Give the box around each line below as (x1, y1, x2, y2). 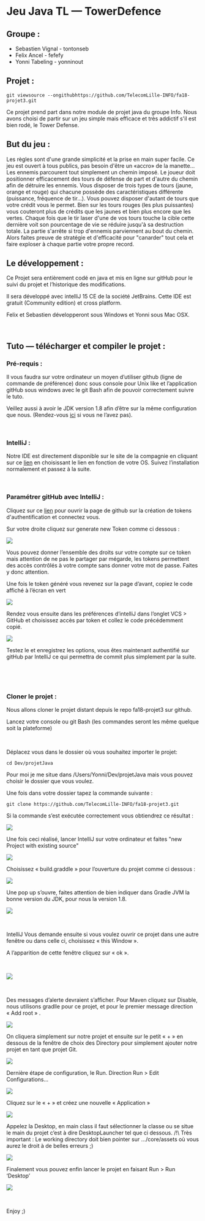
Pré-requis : (6, 359, 43, 368)
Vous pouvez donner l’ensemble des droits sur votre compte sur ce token (6, 548, 191, 556)
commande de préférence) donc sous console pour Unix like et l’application (6, 380, 197, 388)
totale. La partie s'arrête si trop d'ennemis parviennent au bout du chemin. (6, 227, 194, 235)
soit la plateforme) (6, 725, 53, 732)
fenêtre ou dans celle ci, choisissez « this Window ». (6, 937, 139, 945)
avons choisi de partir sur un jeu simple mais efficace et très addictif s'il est (6, 115, 197, 122)
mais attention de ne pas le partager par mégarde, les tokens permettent (6, 555, 190, 563)
